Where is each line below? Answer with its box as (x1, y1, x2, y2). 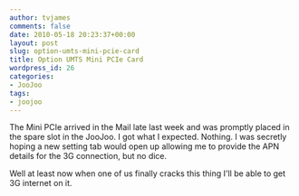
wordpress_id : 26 (9, 64, 75, 73)
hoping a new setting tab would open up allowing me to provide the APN (9, 141, 279, 152)
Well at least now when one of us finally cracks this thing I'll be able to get (9, 168, 286, 179)
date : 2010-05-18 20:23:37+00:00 (9, 30, 136, 39)
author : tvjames (9, 13, 71, 23)
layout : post (9, 38, 59, 48)
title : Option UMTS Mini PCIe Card (9, 55, 144, 64)
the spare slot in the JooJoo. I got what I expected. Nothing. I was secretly (9, 132, 287, 143)
